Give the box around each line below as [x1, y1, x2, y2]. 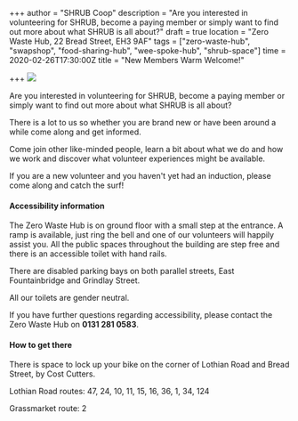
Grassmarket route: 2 [9, 403, 87, 414]
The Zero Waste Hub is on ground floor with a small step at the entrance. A [9, 220, 284, 231]
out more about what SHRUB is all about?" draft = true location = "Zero [9, 27, 270, 36]
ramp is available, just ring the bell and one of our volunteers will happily [9, 230, 274, 240]
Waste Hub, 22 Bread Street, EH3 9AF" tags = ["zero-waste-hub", [9, 36, 251, 46]
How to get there [9, 339, 73, 350]
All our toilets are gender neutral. [9, 293, 130, 304]
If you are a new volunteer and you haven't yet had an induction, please [9, 171, 271, 181]
